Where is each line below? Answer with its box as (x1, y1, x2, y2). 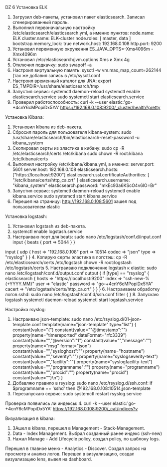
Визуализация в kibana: (5, 415, 55, 421)
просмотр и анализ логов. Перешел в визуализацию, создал (5, 451, 135, 456)
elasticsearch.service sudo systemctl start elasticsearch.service (12, 94, 145, 100)
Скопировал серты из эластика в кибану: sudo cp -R (12, 145, 125, 151)
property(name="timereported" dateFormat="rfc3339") (12, 332, 127, 338)
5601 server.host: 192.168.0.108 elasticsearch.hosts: (12, 166, 119, 172)
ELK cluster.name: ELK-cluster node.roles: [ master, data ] (12, 35, 131, 41)
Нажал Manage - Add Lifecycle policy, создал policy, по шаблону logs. (12, 436, 161, 441)
